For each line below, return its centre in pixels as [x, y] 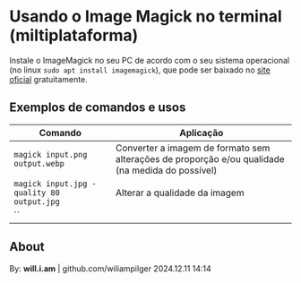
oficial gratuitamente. [48, 79]
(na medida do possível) [166, 170]
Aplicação [201, 133]
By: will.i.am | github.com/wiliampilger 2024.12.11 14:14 [111, 268]
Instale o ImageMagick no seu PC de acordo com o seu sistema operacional [149, 60]
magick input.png [51, 154]
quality [30, 193]
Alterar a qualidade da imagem [180, 193]
